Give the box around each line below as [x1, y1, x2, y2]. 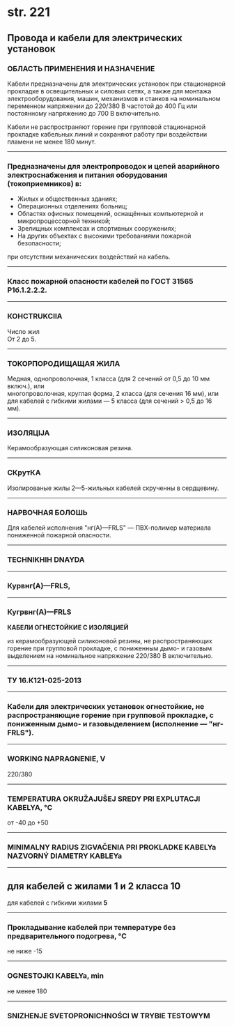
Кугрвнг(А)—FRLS [7, 607, 72, 617]
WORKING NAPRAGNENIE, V [7, 754, 106, 764]
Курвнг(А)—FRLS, [7, 581, 71, 591]
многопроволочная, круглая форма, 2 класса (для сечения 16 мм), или [7, 390, 219, 398]
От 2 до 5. [7, 335, 37, 343]
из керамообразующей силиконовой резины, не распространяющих [7, 636, 212, 645]
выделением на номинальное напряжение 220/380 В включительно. [7, 651, 213, 659]
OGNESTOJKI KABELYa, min [7, 971, 104, 981]
